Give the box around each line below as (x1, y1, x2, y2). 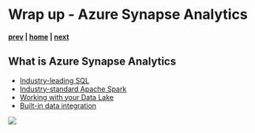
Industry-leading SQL (19, 76, 89, 85)
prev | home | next (8, 31, 69, 41)
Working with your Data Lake (19, 92, 114, 102)
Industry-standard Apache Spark (19, 84, 127, 94)
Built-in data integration (19, 101, 97, 110)
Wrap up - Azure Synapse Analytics (8, 6, 248, 24)
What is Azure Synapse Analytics (8, 55, 176, 68)
